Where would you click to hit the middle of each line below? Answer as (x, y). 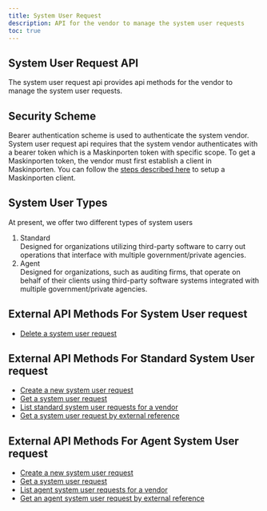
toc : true (25, 30)
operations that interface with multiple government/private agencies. (133, 255)
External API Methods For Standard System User (132, 358)
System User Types (58, 203)
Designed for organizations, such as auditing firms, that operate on (130, 272)
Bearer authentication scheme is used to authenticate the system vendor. (129, 135)
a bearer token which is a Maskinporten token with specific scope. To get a (132, 152)
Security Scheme (52, 116)
